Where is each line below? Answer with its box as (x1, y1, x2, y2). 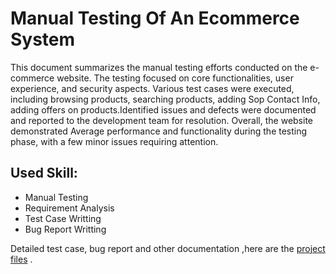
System (10, 28, 76, 51)
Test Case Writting (24, 212, 102, 224)
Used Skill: (10, 165, 78, 182)
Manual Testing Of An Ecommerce (10, 7, 300, 30)
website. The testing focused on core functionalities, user (56, 72, 294, 84)
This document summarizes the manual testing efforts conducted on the (10, 61, 308, 73)
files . (10, 253, 33, 265)
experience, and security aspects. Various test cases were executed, (10, 82, 295, 94)
